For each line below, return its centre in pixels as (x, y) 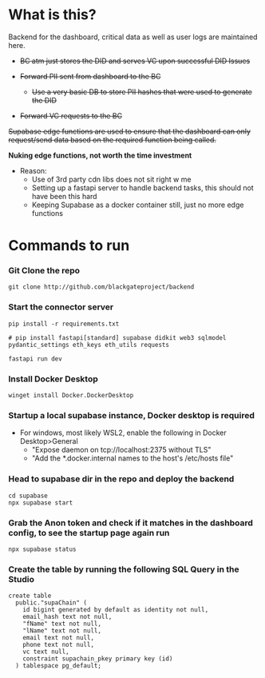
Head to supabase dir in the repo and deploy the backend (121, 479)
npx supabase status (43, 549)
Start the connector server (61, 307)
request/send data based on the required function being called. (113, 140)
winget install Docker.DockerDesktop (71, 396)
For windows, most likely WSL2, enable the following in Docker (123, 433)
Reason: (33, 170)
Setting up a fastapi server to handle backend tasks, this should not (142, 187)
